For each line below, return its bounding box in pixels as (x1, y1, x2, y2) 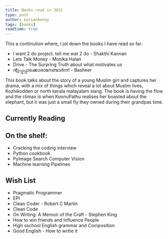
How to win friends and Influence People (12, 217, 99, 223)
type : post (5, 12, 29, 17)
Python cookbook (12, 150, 50, 156)
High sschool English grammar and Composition (12, 223, 115, 229)
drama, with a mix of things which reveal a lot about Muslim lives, (5, 83, 143, 89)
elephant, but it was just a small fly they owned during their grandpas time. (5, 99, 163, 105)
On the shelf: (5, 131, 48, 140)
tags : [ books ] (5, 22, 36, 27)
